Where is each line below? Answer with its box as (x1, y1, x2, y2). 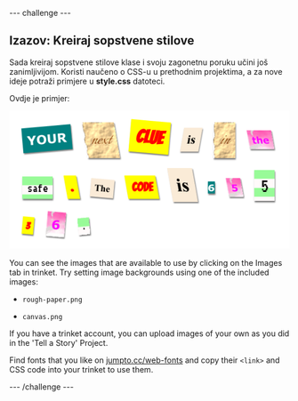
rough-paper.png (21, 295, 83, 304)
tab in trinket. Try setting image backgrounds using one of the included (9, 267, 270, 277)
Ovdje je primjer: (9, 92, 70, 103)
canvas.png (21, 312, 63, 321)
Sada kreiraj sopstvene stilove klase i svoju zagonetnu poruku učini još (9, 57, 269, 68)
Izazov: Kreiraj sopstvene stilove (9, 33, 195, 48)
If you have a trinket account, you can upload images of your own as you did (9, 328, 290, 339)
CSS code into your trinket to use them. (9, 364, 154, 374)
